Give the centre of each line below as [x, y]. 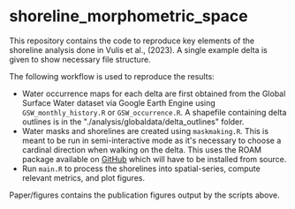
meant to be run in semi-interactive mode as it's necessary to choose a [151, 140]
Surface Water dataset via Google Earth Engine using [119, 102]
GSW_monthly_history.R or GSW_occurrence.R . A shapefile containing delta [154, 112]
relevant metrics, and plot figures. [83, 177]
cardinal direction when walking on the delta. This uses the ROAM [142, 149]
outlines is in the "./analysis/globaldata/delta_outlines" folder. [133, 122]
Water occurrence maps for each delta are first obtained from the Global [154, 93]
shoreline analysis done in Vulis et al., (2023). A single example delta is [138, 49]
